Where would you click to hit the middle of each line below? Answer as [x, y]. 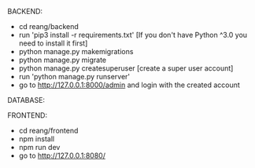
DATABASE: [26, 100]
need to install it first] [53, 43]
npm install [37, 139]
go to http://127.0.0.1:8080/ [62, 155]
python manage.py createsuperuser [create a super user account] [126, 68]
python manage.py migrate [63, 60]
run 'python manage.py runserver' [74, 77]
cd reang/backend [49, 26]
